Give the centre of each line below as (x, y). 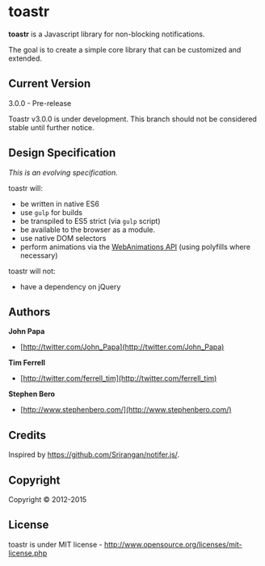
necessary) (39, 255)
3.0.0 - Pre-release (40, 103)
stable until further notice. (51, 127)
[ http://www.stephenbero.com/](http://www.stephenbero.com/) (126, 410)
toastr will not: (32, 271)
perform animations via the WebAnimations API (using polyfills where (135, 247)
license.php (28, 553)
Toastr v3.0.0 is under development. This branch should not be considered (132, 119)
